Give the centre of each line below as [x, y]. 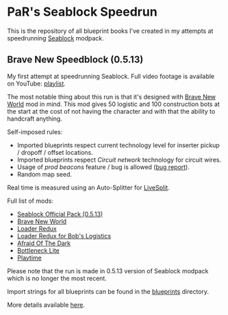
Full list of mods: [30, 201]
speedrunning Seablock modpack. [55, 38]
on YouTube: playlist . [37, 84]
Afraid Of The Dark [44, 243]
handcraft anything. [35, 118]
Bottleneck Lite [38, 250]
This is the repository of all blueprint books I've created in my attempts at [110, 31]
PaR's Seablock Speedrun [82, 12]
